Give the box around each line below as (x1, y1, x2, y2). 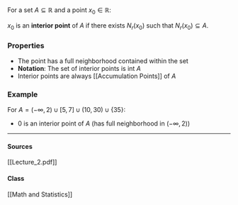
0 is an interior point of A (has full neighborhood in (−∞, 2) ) (17, 119, 190, 128)
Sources (7, 142, 33, 150)
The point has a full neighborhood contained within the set (17, 56, 189, 65)
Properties (7, 40, 45, 50)
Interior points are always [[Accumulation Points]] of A (17, 72, 176, 80)
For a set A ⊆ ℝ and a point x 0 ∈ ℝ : (7, 6, 112, 16)
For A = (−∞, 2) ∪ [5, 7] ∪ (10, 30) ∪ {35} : (7, 106, 126, 114)
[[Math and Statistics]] (7, 190, 73, 199)
